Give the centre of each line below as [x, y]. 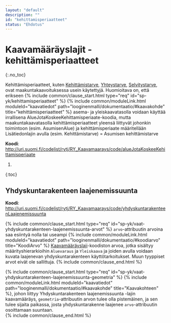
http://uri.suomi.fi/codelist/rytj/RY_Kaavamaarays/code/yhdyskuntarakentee [86, 208]
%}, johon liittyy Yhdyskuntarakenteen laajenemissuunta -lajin [70, 294]
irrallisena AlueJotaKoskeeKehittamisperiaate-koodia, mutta [68, 117]
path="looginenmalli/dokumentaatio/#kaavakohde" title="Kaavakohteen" [82, 288]
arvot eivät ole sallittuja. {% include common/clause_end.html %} [74, 262]
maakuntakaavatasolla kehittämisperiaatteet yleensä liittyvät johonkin [78, 123]
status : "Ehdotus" [25, 24]
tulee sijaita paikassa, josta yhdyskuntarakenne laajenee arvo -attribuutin [81, 305]
